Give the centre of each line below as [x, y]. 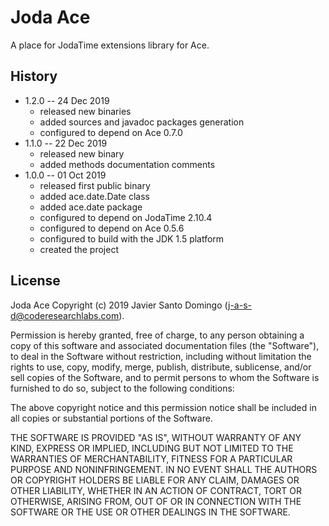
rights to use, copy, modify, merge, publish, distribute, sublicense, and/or [161, 367]
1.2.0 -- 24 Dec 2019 [67, 100]
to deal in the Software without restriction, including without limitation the [161, 356]
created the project [79, 249]
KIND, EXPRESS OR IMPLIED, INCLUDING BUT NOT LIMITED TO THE [152, 448]
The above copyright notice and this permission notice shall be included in [163, 407]
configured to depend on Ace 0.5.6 [112, 228]
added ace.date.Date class [94, 196]
